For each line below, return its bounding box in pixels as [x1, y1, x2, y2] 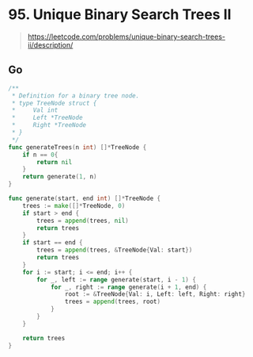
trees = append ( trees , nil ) [36, 217, 129, 225]
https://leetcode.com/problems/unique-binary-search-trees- [27, 32, 225, 41]
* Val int [11, 106, 59, 114]
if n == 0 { [22, 151, 59, 159]
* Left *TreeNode [11, 113, 83, 122]
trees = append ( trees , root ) [64, 297, 160, 306]
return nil [36, 158, 73, 166]
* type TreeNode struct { [11, 99, 97, 107]
